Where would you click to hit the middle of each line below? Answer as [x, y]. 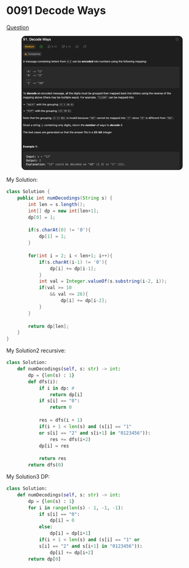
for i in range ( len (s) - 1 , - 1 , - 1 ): [76, 508]
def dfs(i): [43, 382]
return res [53, 459]
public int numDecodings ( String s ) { [65, 198]
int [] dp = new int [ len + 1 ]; [64, 211]
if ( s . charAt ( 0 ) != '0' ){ [60, 230]
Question [18, 27]
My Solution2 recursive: [36, 351]
